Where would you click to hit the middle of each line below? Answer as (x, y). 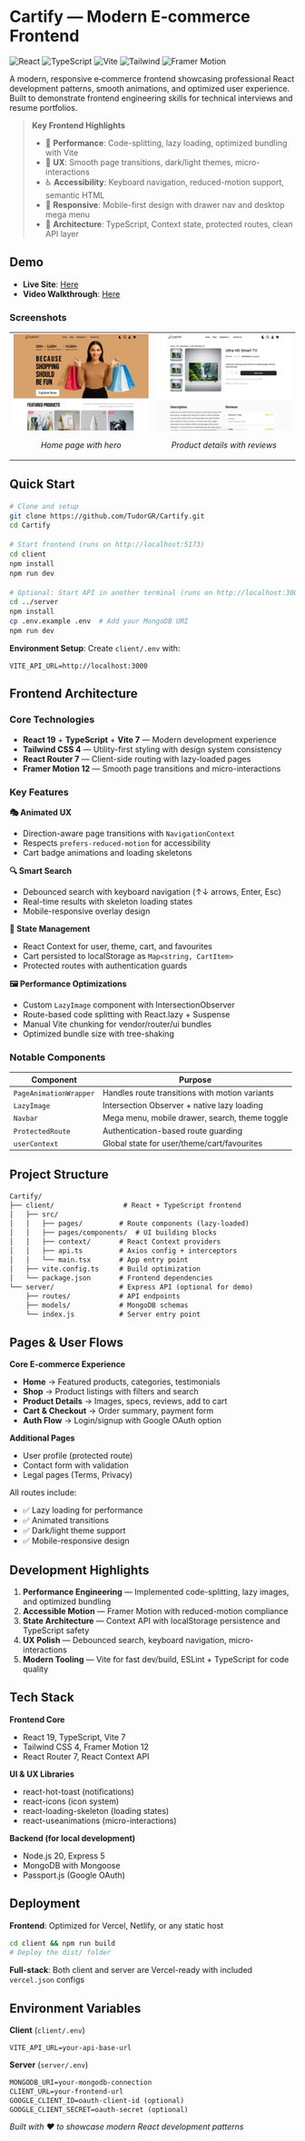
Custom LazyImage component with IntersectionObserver (129, 1005)
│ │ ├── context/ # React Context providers (115, 1242)
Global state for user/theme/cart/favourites (183, 1143)
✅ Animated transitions (65, 1521)
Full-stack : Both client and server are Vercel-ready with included (131, 1970)
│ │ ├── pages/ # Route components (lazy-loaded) (129, 1224)
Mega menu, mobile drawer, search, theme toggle (196, 1118)
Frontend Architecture (74, 694)
